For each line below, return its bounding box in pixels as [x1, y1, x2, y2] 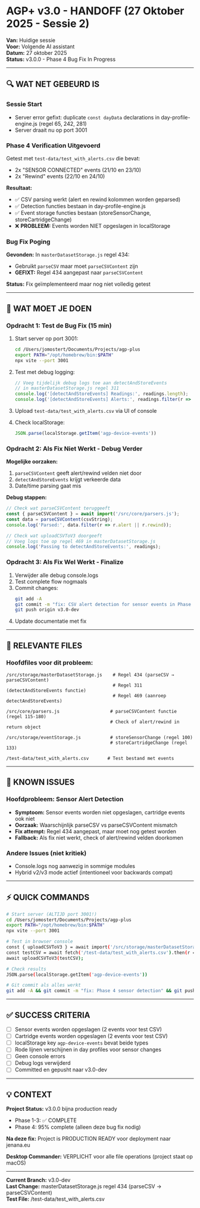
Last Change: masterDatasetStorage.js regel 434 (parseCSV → [6, 1183, 162, 1190]
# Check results [6, 966, 46, 972]
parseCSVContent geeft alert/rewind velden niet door [14, 469, 142, 477]
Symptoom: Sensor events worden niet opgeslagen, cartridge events [14, 808, 185, 815]
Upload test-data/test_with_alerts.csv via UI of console [14, 407, 157, 415]
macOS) [6, 1159, 26, 1167]
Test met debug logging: [14, 368, 76, 375]
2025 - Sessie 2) [6, 17, 90, 30]
